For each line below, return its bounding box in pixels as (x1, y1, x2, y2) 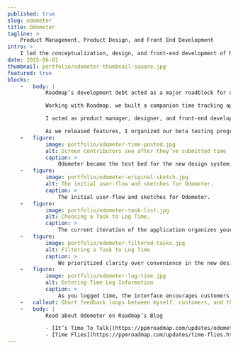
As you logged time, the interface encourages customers (57, 292, 230, 299)
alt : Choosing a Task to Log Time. (45, 213, 151, 220)
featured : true (7, 69, 52, 76)
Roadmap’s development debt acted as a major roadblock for (45, 89, 227, 96)
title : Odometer (7, 23, 55, 30)
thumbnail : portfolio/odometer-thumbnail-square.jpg (7, 63, 166, 70)
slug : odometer (7, 17, 52, 24)
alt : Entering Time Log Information (45, 279, 154, 287)
